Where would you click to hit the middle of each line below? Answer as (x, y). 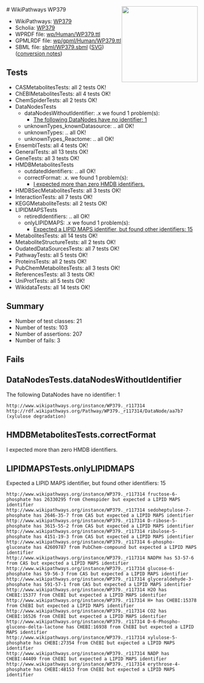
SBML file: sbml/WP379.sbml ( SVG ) (59, 47)
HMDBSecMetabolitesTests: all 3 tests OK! (68, 190)
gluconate (19, 548)
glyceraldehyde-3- (171, 579)
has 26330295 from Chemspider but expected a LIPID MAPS (107, 500)
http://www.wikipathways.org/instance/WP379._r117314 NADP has (88, 654)
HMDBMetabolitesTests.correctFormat (81, 435)
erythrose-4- (164, 664)
